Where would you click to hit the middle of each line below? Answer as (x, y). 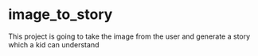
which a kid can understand (54, 44)
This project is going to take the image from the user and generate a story (129, 36)
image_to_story (61, 15)
